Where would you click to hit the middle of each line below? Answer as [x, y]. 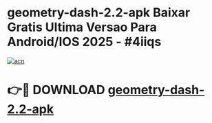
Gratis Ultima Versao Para [82, 27]
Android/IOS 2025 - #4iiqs [84, 42]
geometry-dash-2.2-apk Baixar [99, 13]
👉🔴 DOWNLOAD [56, 90]
